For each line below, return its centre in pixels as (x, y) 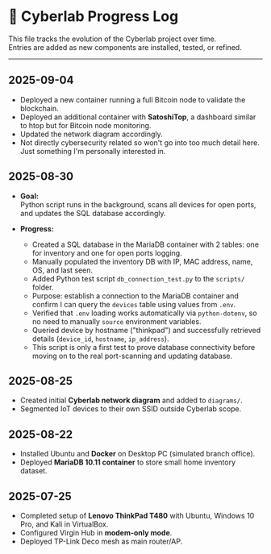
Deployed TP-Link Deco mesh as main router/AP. (101, 541)
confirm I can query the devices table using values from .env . (134, 304)
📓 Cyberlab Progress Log (94, 17)
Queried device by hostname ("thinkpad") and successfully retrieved (146, 330)
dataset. (33, 471)
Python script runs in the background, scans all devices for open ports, (138, 204)
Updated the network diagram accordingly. (91, 134)
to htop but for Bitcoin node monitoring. (85, 125)
